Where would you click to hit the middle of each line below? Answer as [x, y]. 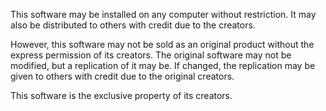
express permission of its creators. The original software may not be [151, 55]
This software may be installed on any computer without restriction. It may [163, 14]
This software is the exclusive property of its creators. [121, 95]
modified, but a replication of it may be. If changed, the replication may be [163, 65]
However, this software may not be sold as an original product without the [162, 44]
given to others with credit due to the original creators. [122, 76]
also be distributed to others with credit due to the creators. [133, 25]
